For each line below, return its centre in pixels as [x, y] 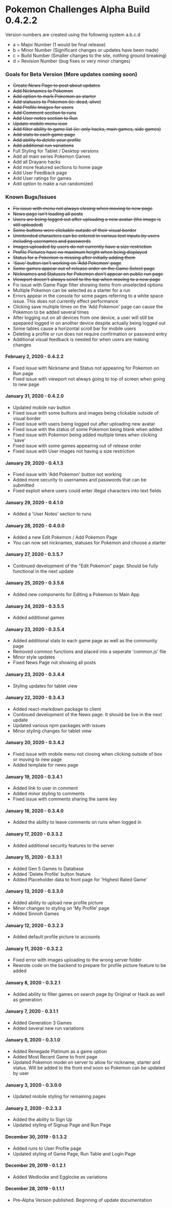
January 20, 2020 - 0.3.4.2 [35, 742]
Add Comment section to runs [44, 113]
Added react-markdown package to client [57, 709]
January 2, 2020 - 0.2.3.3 [33, 1108]
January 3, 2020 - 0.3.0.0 [33, 1085]
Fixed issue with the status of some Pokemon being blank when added [88, 429]
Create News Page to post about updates [56, 85]
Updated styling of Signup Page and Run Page [62, 1125]
